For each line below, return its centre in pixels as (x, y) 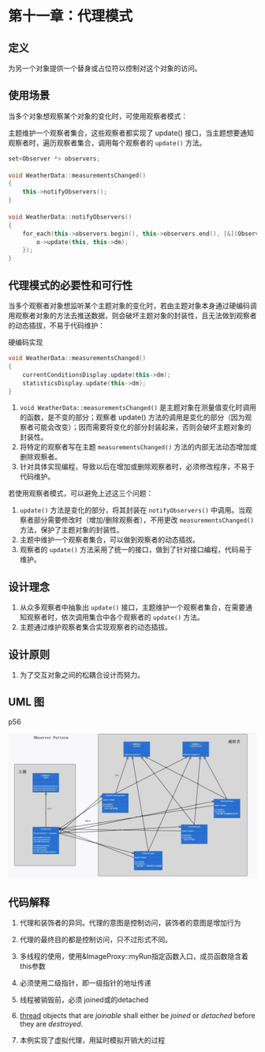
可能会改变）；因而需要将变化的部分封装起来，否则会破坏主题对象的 (142, 427)
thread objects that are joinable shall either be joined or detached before (137, 1015)
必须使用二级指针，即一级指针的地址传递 (85, 982)
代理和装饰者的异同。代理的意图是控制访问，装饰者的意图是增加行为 (130, 922)
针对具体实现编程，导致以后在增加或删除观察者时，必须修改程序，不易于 (137, 467)
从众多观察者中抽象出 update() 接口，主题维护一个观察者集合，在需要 (132, 607)
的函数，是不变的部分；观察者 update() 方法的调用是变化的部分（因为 (132, 417)
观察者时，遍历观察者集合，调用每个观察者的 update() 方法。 (107, 142)
